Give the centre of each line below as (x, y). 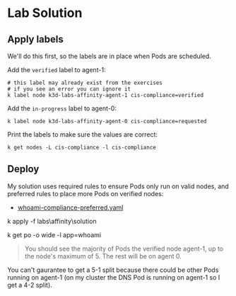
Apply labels (35, 39)
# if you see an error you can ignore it (69, 89)
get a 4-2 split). (30, 285)
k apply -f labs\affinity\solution (52, 221)
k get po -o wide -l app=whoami (54, 234)
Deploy (23, 169)
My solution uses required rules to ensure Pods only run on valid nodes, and (118, 186)
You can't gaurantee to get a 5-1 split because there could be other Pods (113, 270)
